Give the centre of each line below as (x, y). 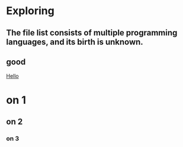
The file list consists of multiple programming (92, 33)
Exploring (30, 11)
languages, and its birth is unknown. (75, 42)
